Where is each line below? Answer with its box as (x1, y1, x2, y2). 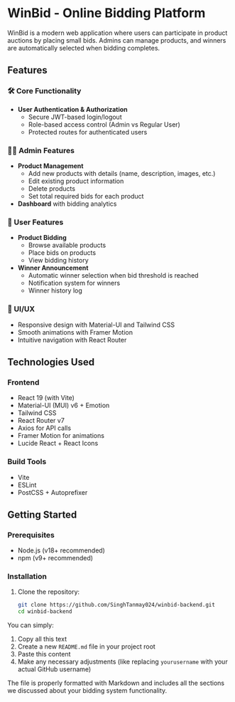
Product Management (17, 162, 84, 170)
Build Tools (7, 457, 47, 467)
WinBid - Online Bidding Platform (7, 5, 206, 21)
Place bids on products (28, 248, 97, 257)
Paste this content (17, 650, 71, 659)
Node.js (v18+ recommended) (17, 546, 105, 555)
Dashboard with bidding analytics (17, 199, 117, 208)
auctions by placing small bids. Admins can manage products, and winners (7, 36, 226, 44)
